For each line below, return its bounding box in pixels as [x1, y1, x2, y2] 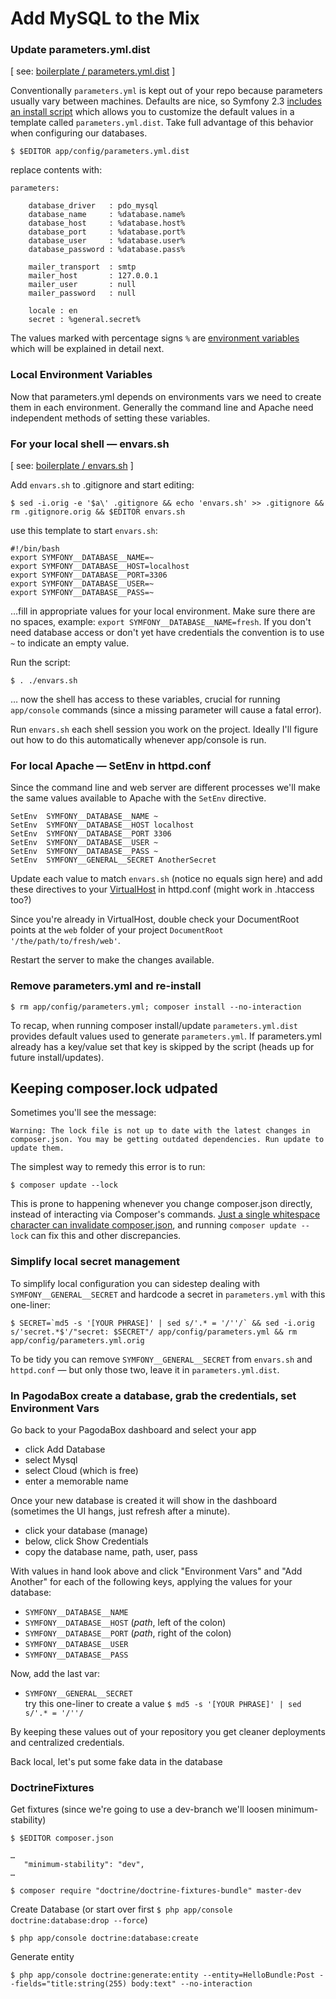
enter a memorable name [24, 1475, 129, 1487]
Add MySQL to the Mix [10, 7, 200, 30]
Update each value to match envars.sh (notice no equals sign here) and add [10, 873, 323, 885]
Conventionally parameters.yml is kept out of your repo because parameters [10, 85, 323, 97]
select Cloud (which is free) [24, 1465, 139, 1477]
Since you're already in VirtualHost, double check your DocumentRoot [10, 913, 300, 926]
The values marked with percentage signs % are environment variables [10, 332, 300, 344]
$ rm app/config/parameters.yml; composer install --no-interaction [10, 1002, 302, 1012]
